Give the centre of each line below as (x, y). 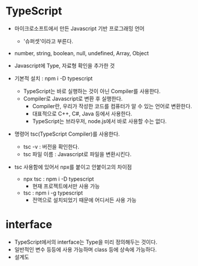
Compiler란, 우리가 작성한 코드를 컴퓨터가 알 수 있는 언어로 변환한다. (112, 106)
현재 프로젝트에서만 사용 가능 (66, 186)
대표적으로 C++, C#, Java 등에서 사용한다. (82, 113)
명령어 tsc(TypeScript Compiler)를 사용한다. (67, 134)
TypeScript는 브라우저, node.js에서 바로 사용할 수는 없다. (100, 121)
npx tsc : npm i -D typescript (58, 179)
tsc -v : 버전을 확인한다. (51, 147)
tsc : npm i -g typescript (53, 193)
